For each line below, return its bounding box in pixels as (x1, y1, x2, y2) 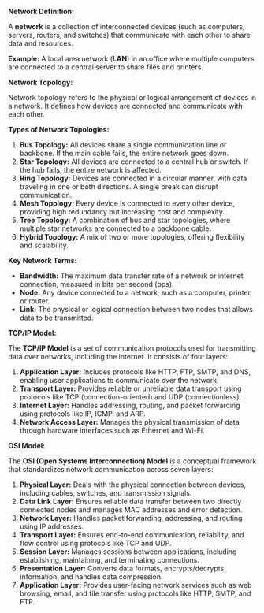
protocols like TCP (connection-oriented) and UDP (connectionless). (19, 392, 242, 401)
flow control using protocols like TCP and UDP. (19, 539, 172, 548)
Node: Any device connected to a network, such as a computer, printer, (19, 288, 252, 297)
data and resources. (8, 39, 73, 48)
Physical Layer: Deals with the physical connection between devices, (19, 480, 247, 489)
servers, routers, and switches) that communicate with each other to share (8, 31, 251, 39)
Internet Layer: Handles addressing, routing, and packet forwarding (19, 401, 240, 410)
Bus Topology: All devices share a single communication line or (19, 140, 227, 149)
